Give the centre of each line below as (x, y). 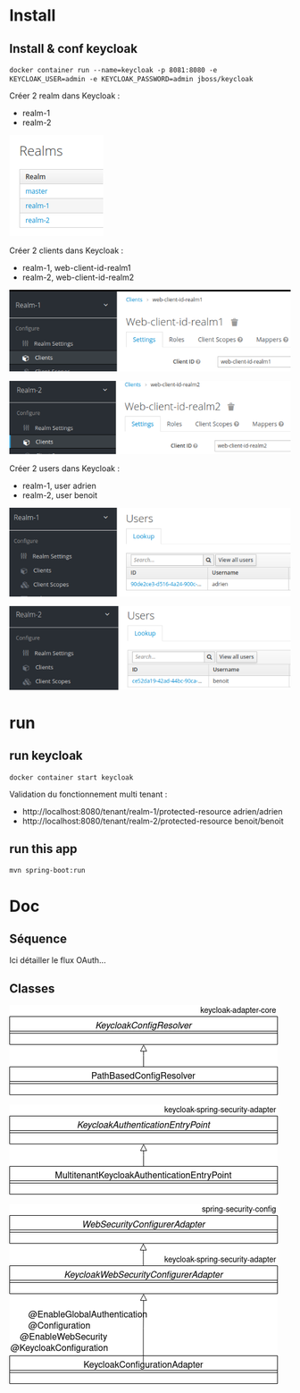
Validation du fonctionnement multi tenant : (88, 794)
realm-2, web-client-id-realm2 (78, 277)
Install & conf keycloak (74, 49)
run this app (43, 849)
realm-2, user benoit (60, 495)
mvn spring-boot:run (48, 871)
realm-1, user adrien (59, 485)
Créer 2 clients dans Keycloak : (67, 250)
